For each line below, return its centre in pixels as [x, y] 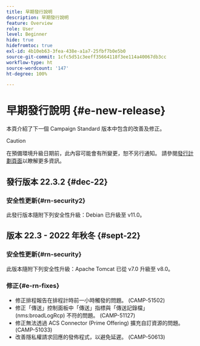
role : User [20, 29]
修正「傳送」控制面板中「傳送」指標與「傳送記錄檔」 [82, 308]
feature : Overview [29, 23]
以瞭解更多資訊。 [43, 161]
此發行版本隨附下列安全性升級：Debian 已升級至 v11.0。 [76, 215]
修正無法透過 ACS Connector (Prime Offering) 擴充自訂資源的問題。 [99, 323]
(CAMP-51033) [34, 330]
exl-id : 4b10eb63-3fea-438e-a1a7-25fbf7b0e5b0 [66, 51]
